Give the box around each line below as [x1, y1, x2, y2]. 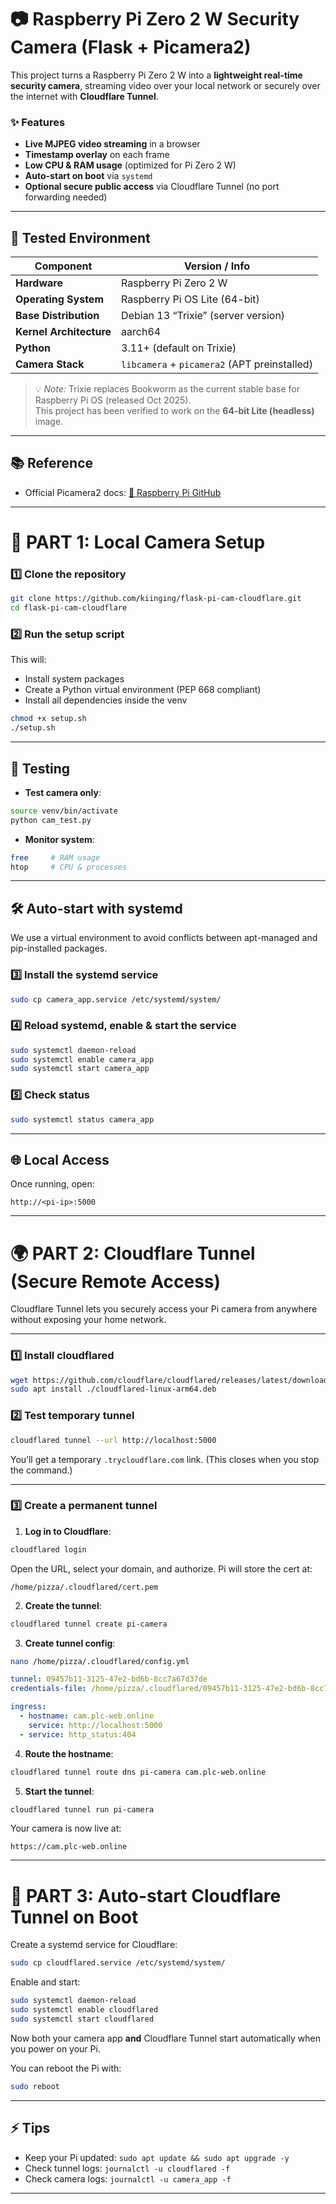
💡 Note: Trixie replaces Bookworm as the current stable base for [34, 383, 300, 395]
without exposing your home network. [10, 1314, 167, 1326]
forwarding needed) [24, 191, 108, 203]
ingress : [10, 1702, 47, 1712]
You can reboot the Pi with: [10, 2062, 122, 2074]
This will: [10, 654, 47, 666]
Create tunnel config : [24, 1637, 116, 1649]
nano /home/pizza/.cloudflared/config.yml [10, 1656, 190, 1666]
